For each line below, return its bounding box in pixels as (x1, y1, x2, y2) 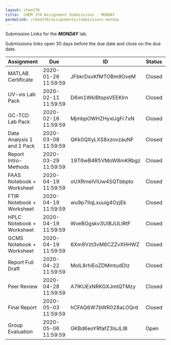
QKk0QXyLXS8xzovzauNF (70, 136, 134, 143)
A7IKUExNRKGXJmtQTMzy (70, 283, 136, 290)
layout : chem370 (5, 7, 40, 13)
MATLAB (8, 70, 29, 77)
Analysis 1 (8, 136, 33, 143)
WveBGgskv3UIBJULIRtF (70, 220, 131, 227)
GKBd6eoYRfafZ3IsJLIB (70, 325, 128, 332)
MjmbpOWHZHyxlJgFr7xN (70, 115, 135, 122)
